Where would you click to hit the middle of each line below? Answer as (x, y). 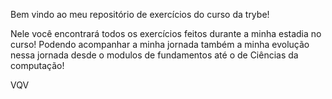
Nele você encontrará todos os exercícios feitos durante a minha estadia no (166, 33)
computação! (37, 65)
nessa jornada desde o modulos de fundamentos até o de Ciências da (154, 55)
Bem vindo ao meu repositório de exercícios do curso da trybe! (140, 14)
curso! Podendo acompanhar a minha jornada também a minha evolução (160, 44)
